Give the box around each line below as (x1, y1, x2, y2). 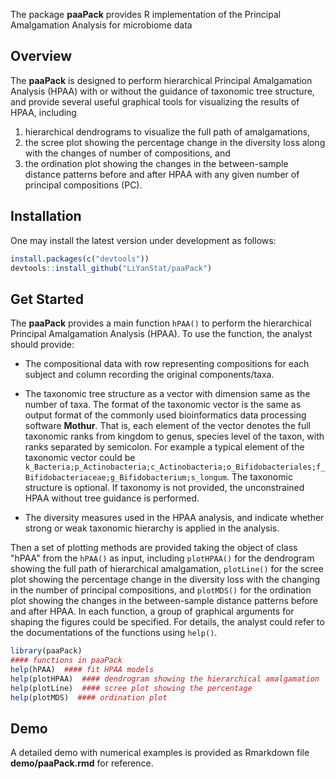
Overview (10, 48, 73, 65)
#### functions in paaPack (10, 655, 123, 666)
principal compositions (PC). (24, 179, 143, 191)
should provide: (10, 339, 75, 351)
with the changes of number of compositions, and (24, 147, 231, 159)
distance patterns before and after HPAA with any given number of (24, 168, 300, 180)
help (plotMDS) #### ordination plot (10, 692, 168, 703)
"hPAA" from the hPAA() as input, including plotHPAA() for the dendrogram (10, 552, 315, 564)
